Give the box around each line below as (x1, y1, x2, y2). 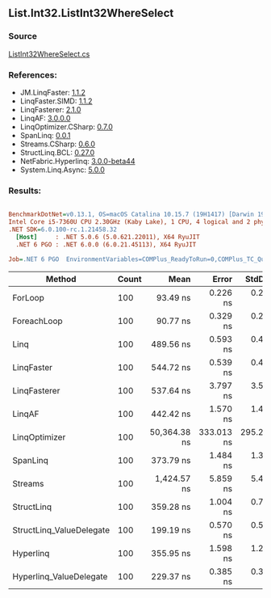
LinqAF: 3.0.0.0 (19, 113, 71, 123)
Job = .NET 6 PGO (8, 255, 60, 263)
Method (45, 273, 77, 284)
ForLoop (12, 292, 44, 303)
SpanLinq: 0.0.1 (19, 130, 71, 140)
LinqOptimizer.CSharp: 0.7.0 (19, 121, 113, 132)
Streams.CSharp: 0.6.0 (19, 139, 95, 149)
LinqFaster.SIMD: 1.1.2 (19, 96, 93, 106)
